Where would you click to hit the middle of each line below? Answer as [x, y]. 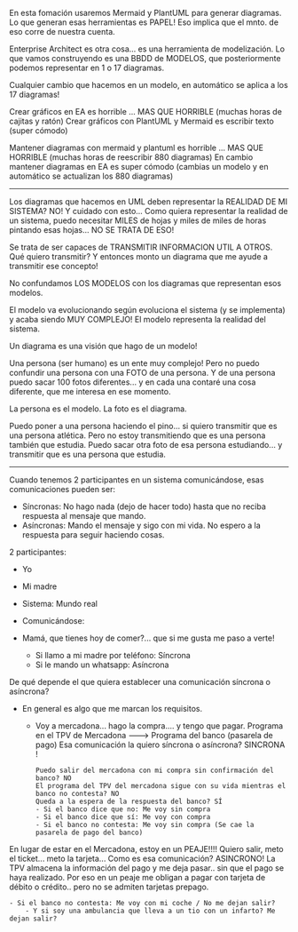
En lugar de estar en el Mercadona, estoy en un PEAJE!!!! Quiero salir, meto [146, 849]
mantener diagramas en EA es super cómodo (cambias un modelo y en [139, 167]
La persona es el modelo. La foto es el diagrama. [98, 409]
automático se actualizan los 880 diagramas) [91, 176]
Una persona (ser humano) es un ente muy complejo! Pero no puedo [134, 363]
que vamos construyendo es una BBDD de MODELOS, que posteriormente [145, 58]
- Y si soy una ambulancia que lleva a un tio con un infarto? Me [150, 911]
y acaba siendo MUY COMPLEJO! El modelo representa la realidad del [137, 319]
